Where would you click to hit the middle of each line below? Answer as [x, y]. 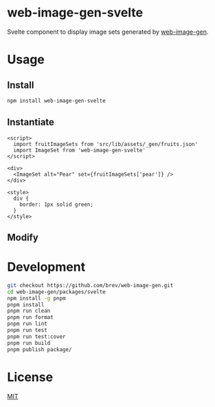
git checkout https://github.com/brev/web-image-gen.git [90, 285]
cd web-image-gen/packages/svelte [57, 292]
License [30, 377]
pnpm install [26, 304]
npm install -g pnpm [37, 298]
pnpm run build [29, 343]
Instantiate [31, 122]
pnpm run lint [27, 324]
